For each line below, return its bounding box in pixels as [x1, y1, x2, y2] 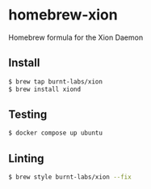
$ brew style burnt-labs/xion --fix [8, 173, 132, 181]
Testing [8, 107, 48, 121]
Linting [8, 152, 44, 165]
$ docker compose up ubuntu [8, 129, 103, 137]
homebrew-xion [8, 6, 119, 24]
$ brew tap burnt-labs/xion [8, 77, 103, 86]
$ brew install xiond [8, 85, 82, 93]
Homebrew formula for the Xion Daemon [8, 32, 144, 42]
